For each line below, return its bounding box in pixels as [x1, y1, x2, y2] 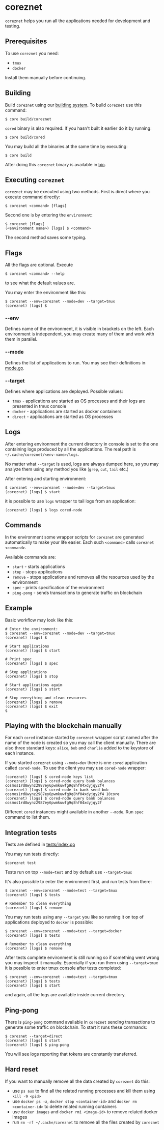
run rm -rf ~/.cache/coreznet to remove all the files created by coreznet [12, 1119, 160, 1125]
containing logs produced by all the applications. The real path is [5, 446, 136, 452]
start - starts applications [12, 564, 65, 569]
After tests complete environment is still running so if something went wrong [5, 954, 160, 960]
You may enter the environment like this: [5, 290, 87, 296]
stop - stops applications [12, 568, 63, 574]
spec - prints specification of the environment [12, 584, 104, 590]
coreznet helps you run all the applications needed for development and [5, 18, 151, 24]
